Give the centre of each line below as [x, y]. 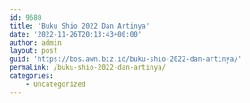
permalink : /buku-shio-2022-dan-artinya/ [88, 68]
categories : [31, 76]
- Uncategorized [56, 84]
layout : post [34, 51]
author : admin [36, 43]
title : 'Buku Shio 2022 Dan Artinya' [80, 26]
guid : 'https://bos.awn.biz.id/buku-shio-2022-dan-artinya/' [126, 59]
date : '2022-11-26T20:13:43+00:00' [76, 34]
